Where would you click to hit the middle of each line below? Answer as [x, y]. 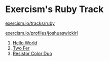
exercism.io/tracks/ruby [30, 23]
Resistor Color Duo [32, 53]
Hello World [25, 43]
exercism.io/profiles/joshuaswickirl [42, 33]
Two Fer [21, 48]
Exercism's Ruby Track [55, 9]
